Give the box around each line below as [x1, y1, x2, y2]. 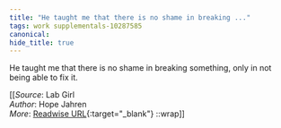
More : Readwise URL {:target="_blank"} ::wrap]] [9, 108, 186, 119]
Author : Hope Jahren [9, 99, 87, 110]
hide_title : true [9, 38, 75, 47]
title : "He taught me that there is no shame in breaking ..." [9, 13, 251, 22]
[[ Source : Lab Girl [9, 90, 75, 100]
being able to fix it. [9, 73, 78, 83]
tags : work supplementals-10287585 [9, 21, 143, 30]
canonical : [9, 30, 50, 38]
